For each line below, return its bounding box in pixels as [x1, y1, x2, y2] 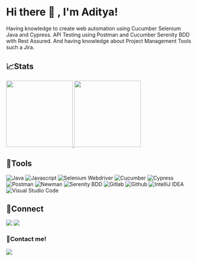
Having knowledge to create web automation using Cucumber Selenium [6, 25, 182, 32]
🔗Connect [6, 204, 44, 214]
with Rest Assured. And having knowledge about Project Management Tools [6, 37, 191, 44]
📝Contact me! [6, 235, 47, 243]
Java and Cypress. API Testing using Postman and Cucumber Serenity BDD [6, 31, 190, 38]
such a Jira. [6, 44, 35, 51]
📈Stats [6, 61, 34, 71]
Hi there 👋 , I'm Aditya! [6, 5, 118, 19]
